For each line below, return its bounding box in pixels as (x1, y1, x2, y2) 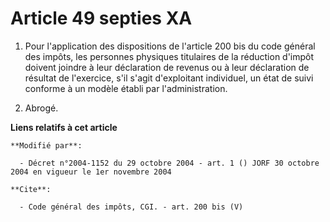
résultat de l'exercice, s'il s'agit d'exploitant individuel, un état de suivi (24, 72, 314, 84)
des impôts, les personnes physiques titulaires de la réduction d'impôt (24, 50, 315, 62)
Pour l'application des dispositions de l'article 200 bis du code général (24, 40, 316, 52)
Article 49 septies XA (10, 7, 193, 30)
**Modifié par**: (10, 140, 83, 151)
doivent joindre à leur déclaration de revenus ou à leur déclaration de (24, 61, 310, 73)
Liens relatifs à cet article (10, 121, 118, 133)
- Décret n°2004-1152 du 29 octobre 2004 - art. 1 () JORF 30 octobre (19, 158, 320, 168)
